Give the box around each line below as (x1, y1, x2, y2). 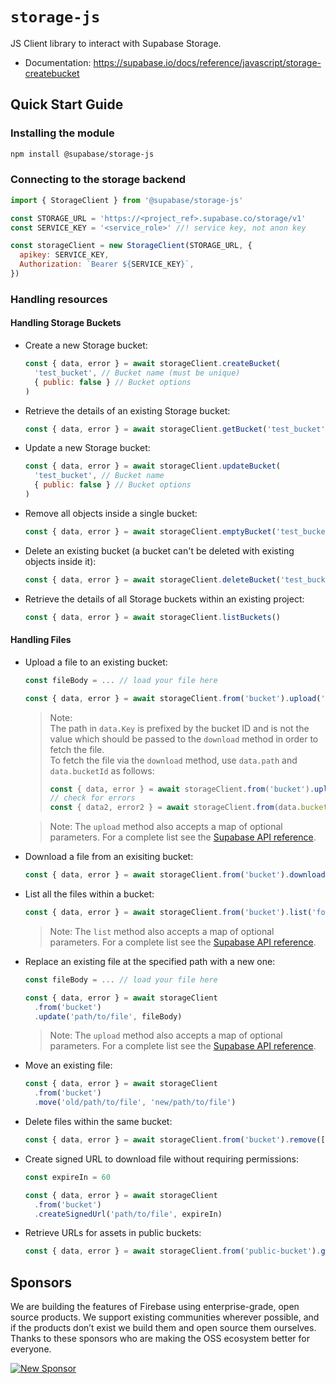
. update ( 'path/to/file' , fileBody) (34, 1011, 183, 1022)
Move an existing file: (24, 1059, 113, 1072)
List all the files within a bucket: (24, 888, 155, 900)
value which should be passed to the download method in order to (49, 733, 319, 745)
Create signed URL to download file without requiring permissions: (24, 1153, 299, 1165)
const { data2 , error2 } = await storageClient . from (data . (49, 803, 302, 813)
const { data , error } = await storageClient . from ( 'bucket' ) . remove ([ (24, 1135, 326, 1145)
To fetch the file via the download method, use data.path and (49, 754, 298, 766)
